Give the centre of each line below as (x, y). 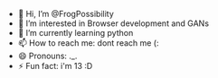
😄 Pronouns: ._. (47, 56)
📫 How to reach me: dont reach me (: (89, 43)
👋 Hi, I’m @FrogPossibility (66, 14)
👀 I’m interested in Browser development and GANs (114, 23)
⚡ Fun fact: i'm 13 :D (55, 66)
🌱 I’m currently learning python (76, 33)
